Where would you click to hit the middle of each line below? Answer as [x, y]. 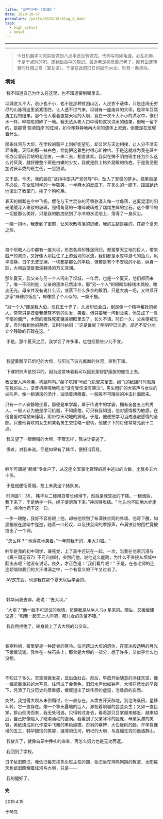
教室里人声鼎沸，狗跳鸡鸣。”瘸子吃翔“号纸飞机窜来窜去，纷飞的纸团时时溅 [78, 382]
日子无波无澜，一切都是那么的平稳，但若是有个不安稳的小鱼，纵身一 [90, 262]
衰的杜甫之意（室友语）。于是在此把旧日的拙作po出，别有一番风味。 [84, 68]
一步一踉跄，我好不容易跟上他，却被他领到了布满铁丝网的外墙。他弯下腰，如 [81, 518]
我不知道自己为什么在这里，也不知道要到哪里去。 [55, 93]
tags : [10, 23]
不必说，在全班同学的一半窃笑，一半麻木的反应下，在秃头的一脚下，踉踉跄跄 [81, 185]
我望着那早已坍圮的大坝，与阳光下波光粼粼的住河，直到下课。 [68, 361]
